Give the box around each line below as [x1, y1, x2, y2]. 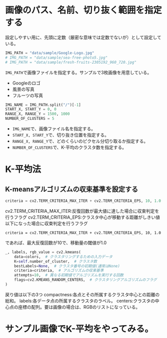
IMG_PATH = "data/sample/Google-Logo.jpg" [5, 50, 94, 55]
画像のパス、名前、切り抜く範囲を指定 [5, 4, 163, 16]
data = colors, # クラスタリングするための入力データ [14, 254, 113, 259]
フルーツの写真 [12, 92, 43, 98]
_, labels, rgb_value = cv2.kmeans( [5, 250, 81, 254]
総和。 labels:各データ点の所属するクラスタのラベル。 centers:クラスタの [5, 298, 155, 304]
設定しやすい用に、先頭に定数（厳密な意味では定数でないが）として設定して [5, 34, 162, 40]
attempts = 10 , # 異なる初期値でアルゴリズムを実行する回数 [14, 273, 124, 278]
